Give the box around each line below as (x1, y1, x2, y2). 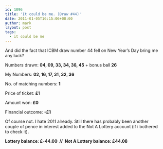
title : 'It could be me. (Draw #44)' (5, 12, 82, 17)
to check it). (5, 129, 29, 134)
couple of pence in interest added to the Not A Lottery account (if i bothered (5, 123, 158, 129)
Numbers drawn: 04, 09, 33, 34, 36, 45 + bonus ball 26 (5, 62, 117, 68)
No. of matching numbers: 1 (5, 81, 61, 86)
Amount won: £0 (5, 99, 39, 105)
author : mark (5, 20, 32, 26)
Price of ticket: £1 (5, 90, 40, 96)
